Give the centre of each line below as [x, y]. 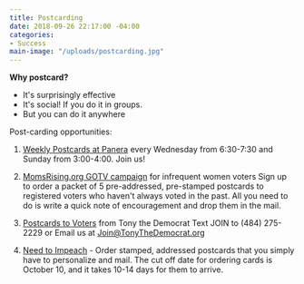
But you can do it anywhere [74, 114]
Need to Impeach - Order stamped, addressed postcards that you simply [158, 250]
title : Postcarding [46, 18]
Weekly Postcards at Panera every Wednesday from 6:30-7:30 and [148, 150]
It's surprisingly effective [69, 95]
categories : [32, 34]
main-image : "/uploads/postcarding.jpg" [87, 52]
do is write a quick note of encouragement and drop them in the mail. [152, 206]
